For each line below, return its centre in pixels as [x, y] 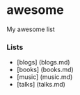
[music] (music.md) [45, 77]
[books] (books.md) [45, 70]
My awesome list [31, 29]
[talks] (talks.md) [41, 85]
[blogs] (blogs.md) [43, 62]
